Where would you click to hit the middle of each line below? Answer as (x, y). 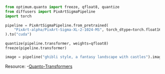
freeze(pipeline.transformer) (36, 48)
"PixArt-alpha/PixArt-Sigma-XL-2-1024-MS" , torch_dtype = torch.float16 (88, 30)
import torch (18, 16)
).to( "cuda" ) (18, 34)
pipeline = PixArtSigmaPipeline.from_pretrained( (57, 25)
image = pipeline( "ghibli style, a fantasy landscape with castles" (77, 57)
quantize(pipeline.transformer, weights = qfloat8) (57, 44)
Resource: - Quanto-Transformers (39, 66)
